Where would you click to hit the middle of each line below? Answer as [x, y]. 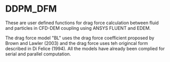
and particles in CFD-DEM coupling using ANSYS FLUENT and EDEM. [78, 28]
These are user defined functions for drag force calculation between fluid [82, 23]
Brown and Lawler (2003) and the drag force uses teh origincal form [77, 43]
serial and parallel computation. [38, 54]
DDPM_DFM [31, 9]
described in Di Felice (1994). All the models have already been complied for [85, 48]
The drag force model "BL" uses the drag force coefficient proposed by [80, 38]
